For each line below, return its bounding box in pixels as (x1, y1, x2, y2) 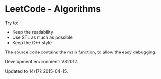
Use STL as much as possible (12, 34, 73, 40)
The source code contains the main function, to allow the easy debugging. (5, 49, 157, 55)
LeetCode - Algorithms (5, 3, 101, 15)
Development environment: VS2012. (5, 58, 79, 64)
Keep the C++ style (12, 39, 52, 45)
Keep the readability (12, 29, 53, 35)
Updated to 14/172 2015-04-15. (5, 68, 68, 74)
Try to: (5, 20, 19, 26)
